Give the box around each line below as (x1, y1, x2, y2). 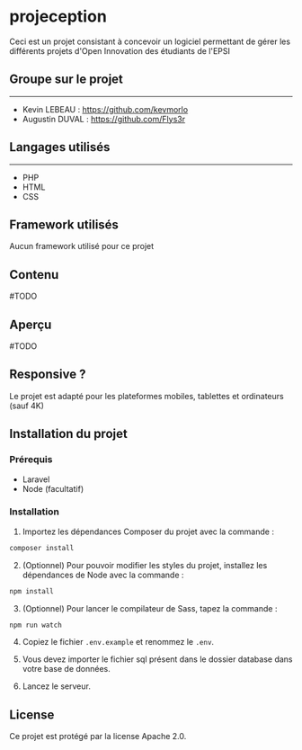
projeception (9, 6, 108, 27)
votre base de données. (22, 664, 111, 674)
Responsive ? (9, 367, 86, 382)
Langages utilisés (9, 139, 111, 155)
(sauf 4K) (9, 400, 45, 411)
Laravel (22, 474, 50, 485)
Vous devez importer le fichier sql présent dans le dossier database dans (22, 654, 293, 665)
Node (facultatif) (22, 483, 84, 494)
